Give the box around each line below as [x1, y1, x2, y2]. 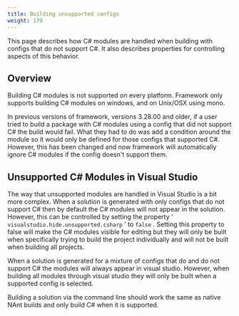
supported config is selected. [7, 279, 94, 288]
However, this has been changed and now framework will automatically [7, 143, 217, 152]
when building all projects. [7, 243, 85, 251]
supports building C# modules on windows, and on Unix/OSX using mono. [7, 99, 225, 107]
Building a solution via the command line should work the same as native [7, 293, 221, 302]
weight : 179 [7, 17, 43, 24]
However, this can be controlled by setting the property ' [7, 213, 173, 221]
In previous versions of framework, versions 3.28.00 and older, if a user [7, 112, 218, 121]
